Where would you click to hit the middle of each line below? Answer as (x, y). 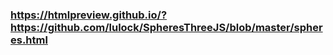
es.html (29, 40)
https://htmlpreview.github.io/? (89, 15)
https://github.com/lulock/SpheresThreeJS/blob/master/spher (166, 27)
